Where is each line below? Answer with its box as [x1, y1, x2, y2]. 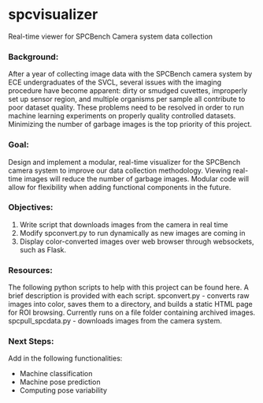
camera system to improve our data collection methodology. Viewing [8, 166, 232, 175]
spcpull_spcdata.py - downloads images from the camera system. [8, 316, 222, 326]
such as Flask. [19, 244, 67, 254]
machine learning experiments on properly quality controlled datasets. [8, 111, 236, 121]
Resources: [8, 264, 53, 275]
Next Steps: [8, 336, 54, 347]
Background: [8, 51, 59, 62]
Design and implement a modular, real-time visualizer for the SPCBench [8, 157, 241, 166]
